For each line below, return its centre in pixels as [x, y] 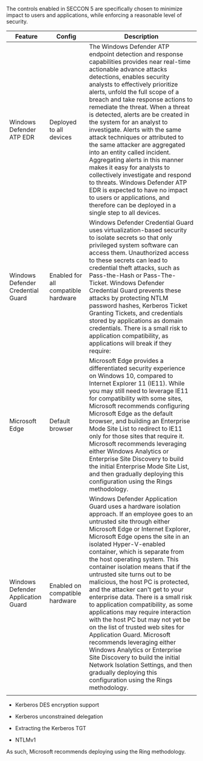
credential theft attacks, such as [134, 268]
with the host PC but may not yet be [140, 620]
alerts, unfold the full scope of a [134, 92]
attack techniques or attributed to [137, 137]
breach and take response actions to [141, 99]
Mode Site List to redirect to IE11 [136, 429]
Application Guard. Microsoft [130, 635]
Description [141, 37]
